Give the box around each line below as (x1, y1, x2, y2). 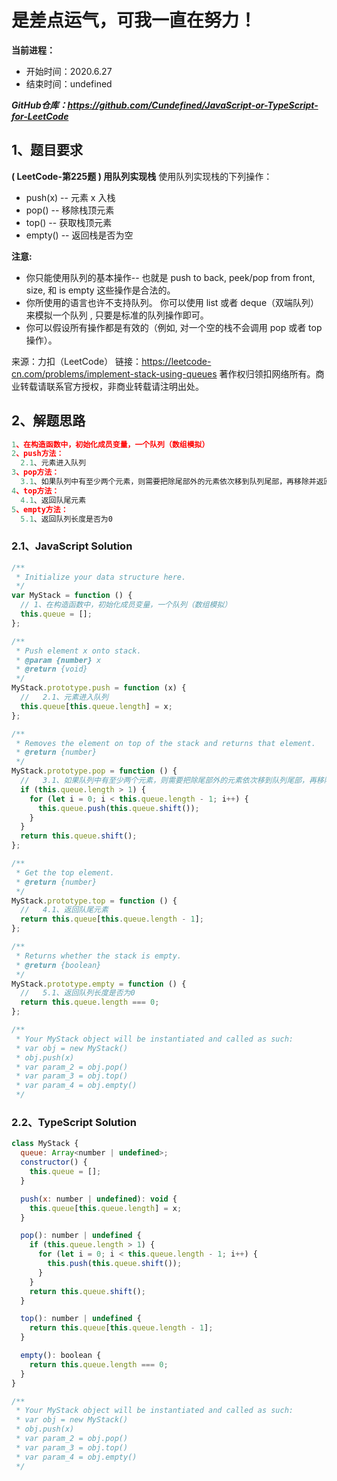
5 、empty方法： (11, 504, 69, 515)
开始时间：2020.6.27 (25, 65, 113, 77)
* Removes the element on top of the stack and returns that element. (15, 738, 316, 748)
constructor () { (20, 1157, 88, 1168)
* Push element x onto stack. (15, 646, 142, 656)
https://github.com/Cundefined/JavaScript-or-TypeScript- (67, 99, 319, 111)
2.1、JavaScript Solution (11, 539, 133, 553)
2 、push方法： (11, 449, 64, 459)
